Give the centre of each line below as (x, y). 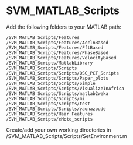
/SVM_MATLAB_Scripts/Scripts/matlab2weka (57, 93)
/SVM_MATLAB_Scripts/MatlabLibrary (50, 63)
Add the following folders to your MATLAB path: (64, 27)
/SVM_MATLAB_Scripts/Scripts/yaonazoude (56, 109)
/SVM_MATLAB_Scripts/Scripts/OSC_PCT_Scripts (62, 73)
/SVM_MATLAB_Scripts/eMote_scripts (50, 119)
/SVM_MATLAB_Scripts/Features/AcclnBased (57, 43)
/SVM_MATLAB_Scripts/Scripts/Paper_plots (57, 78)
